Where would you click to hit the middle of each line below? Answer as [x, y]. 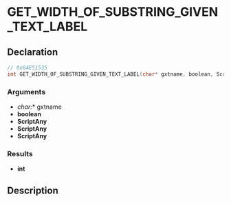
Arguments [26, 92]
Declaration [33, 52]
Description [33, 190]
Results [20, 153]
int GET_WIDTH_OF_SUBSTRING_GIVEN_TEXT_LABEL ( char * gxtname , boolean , [110, 74]
